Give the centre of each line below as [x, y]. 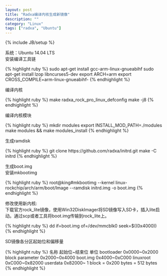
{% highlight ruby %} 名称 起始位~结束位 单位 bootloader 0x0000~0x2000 [82, 252]
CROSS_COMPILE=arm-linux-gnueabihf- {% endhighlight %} [68, 80]
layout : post [19, 10]
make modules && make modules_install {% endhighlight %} [67, 131]
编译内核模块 [18, 116]
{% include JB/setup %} [30, 42]
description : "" [22, 19]
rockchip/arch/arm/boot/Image [37, 188]
